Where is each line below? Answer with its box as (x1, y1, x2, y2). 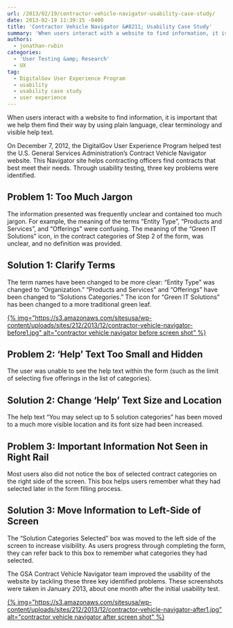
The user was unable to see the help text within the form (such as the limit (7, 367, 219, 376)
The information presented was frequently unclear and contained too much (7, 209, 222, 218)
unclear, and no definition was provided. (7, 239, 123, 248)
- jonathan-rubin (13, 42, 64, 49)
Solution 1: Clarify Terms (7, 259, 116, 271)
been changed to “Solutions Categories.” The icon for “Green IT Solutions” (7, 293, 221, 301)
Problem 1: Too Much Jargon (7, 191, 133, 203)
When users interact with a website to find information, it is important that (7, 113, 218, 122)
